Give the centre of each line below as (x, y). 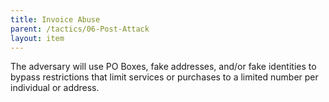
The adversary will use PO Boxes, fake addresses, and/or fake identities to (163, 67)
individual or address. (55, 88)
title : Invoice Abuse (55, 19)
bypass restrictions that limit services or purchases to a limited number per (164, 77)
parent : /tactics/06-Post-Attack (80, 29)
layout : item (37, 38)
